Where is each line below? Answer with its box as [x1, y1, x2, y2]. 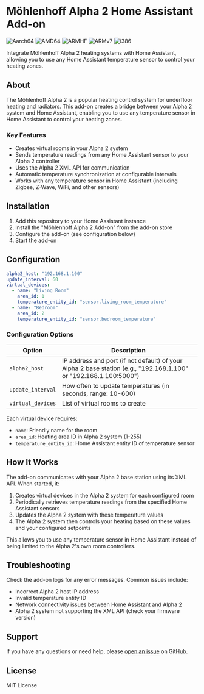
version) [15, 614, 36, 621]
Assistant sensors [15, 504, 60, 512]
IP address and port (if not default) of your [61, 356, 183, 365]
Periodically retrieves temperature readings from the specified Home [15, 498, 188, 506]
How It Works [6, 457, 59, 468]
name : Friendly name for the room [15, 426, 98, 434]
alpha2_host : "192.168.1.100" [6, 270, 83, 277]
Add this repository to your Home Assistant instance [15, 217, 146, 224]
